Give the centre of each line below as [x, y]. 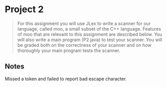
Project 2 [24, 9]
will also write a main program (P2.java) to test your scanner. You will [90, 40]
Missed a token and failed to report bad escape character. [66, 79]
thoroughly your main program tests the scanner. [69, 50]
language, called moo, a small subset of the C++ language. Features [89, 28]
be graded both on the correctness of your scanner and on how [84, 45]
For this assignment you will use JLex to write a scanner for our [84, 23]
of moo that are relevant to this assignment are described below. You [90, 34]
